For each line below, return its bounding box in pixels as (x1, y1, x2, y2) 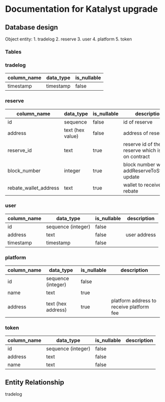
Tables (5, 48, 22, 55)
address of (123, 130, 148, 136)
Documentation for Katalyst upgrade (5, 3, 158, 15)
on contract (123, 153, 150, 160)
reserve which (123, 147, 156, 154)
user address (125, 231, 156, 238)
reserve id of (123, 140, 153, 147)
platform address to (111, 297, 157, 304)
